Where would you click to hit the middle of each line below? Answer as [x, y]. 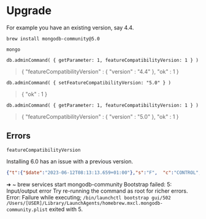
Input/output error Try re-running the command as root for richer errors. [97, 191]
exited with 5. [66, 209]
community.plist [27, 210]
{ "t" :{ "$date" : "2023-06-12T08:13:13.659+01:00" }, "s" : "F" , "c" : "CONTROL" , [104, 173]
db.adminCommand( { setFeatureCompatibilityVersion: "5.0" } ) [89, 83]
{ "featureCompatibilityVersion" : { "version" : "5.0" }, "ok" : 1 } [100, 116]
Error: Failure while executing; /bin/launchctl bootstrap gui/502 [89, 197]
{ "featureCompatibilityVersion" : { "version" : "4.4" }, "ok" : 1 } [100, 72]
